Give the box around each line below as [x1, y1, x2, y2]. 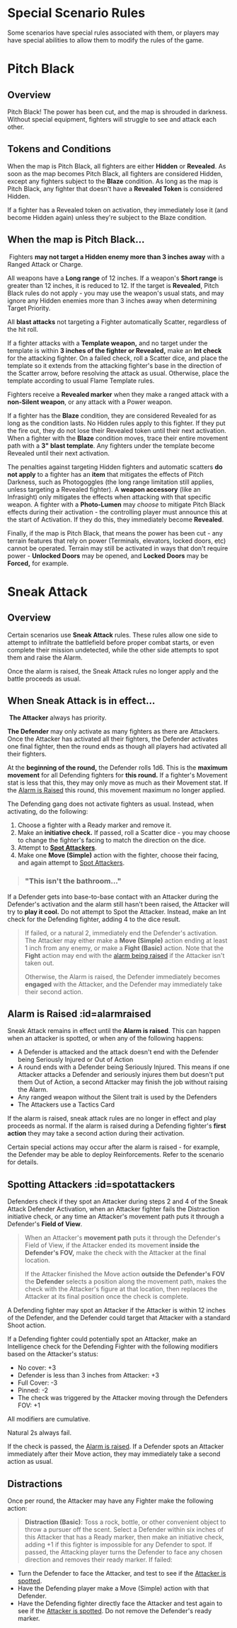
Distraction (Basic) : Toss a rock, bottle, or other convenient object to [24, 1518, 226, 1526]
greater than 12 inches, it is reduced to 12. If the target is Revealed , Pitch [7, 281, 219, 289]
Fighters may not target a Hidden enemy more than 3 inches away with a [8, 253, 225, 261]
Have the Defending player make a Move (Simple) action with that [17, 1584, 209, 1593]
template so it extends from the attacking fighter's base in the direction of [7, 361, 222, 369]
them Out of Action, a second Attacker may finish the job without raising [17, 1078, 228, 1087]
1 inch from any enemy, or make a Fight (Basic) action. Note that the [24, 943, 224, 952]
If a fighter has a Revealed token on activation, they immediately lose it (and [7, 205, 229, 214]
